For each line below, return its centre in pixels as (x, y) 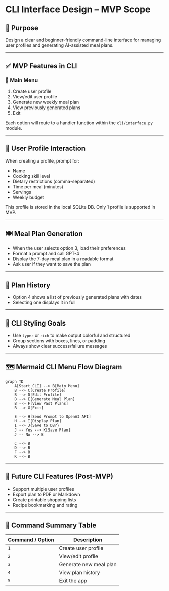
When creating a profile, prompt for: (43, 160)
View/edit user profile (35, 96)
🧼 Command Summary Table (51, 525)
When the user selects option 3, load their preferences (69, 248)
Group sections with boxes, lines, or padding (59, 340)
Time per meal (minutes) (38, 186)
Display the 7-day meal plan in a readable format (63, 259)
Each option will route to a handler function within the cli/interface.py (79, 123)
